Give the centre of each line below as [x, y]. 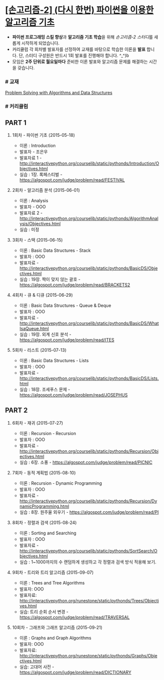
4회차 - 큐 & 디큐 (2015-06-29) [43, 295]
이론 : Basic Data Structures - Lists [54, 360]
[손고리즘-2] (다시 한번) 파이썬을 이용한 [80, 10]
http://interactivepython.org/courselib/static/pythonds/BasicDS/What [89, 323]
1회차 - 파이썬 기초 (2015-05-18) [43, 135]
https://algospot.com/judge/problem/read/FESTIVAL [72, 180]
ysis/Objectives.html [40, 223]
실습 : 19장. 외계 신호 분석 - [46, 334]
